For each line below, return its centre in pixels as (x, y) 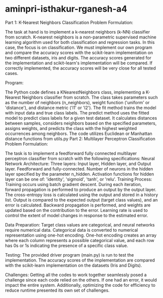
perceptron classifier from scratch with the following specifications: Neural (80, 158)
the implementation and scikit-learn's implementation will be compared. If (79, 63)
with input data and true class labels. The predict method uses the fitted (77, 112)
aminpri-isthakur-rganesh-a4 (66, 9)
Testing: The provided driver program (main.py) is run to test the (70, 255)
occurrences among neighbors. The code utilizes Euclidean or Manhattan (79, 133)
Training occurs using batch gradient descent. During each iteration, (73, 184)
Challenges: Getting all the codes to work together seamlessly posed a (76, 275)
